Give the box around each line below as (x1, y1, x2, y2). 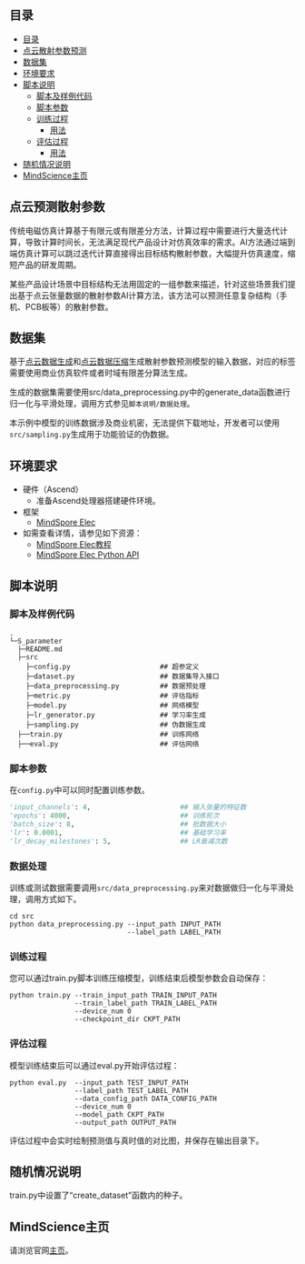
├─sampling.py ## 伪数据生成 (25, 720, 206, 729)
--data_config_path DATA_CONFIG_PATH (74, 1094, 218, 1103)
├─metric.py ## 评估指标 (25, 691, 200, 700)
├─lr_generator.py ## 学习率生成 (25, 710, 206, 719)
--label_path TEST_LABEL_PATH (74, 1086, 189, 1095)
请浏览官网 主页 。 (9, 1245, 74, 1256)
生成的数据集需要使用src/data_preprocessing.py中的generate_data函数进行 (9, 386, 290, 397)
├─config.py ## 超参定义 (25, 662, 200, 671)
